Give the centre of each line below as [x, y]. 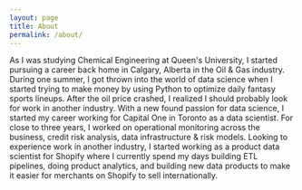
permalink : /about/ [46, 34]
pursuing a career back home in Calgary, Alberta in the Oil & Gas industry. [147, 70]
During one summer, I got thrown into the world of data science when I [141, 80]
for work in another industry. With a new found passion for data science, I [146, 109]
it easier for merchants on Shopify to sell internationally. [114, 176]
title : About [34, 26]
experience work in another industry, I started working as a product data [145, 147]
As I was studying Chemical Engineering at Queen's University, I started [144, 61]
